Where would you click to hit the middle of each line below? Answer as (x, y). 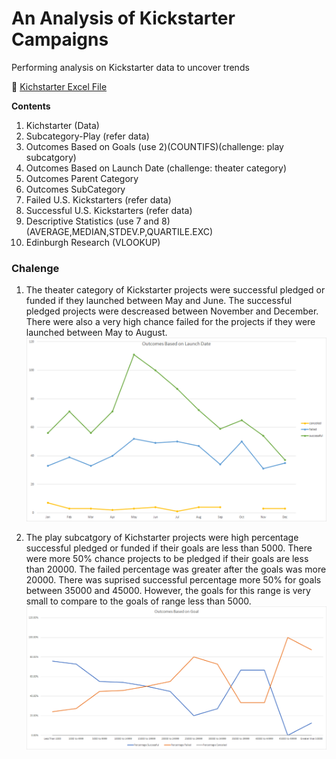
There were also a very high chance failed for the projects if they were (170, 322)
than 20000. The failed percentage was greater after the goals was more (176, 569)
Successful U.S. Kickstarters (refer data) (109, 210)
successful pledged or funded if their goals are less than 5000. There (169, 548)
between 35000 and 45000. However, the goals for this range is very (168, 590)
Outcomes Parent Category (82, 178)
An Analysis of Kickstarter (123, 18)
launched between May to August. (96, 333)
